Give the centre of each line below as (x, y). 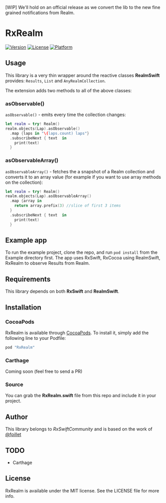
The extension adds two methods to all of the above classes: (69, 90)
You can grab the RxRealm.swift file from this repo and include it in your (81, 396)
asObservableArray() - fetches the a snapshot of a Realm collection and (80, 171)
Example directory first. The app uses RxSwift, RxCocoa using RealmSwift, (83, 258)
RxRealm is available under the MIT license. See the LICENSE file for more (82, 490)
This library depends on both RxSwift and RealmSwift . (63, 291)
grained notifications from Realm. (40, 13)
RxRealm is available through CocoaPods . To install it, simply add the (77, 333)
